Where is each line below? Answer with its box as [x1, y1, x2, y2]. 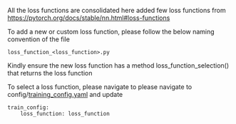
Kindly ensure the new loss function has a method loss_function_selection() [7, 61, 230, 70]
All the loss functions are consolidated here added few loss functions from [7, 6, 226, 14]
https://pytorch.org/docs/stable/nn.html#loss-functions [7, 14, 170, 22]
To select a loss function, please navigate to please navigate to [7, 83, 193, 91]
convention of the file [7, 35, 70, 43]
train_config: [7, 104, 50, 111]
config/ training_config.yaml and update [7, 91, 123, 98]
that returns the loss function [7, 69, 93, 77]
